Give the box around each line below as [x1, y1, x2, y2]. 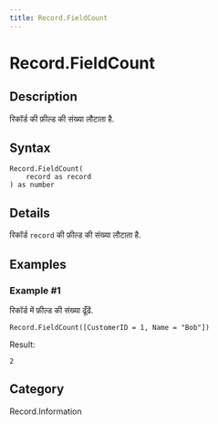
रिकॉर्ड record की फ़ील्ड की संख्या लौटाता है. [9, 229, 141, 240]
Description [9, 89, 78, 105]
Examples [9, 257, 67, 272]
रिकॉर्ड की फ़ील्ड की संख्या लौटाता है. [9, 113, 115, 124]
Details [9, 205, 50, 220]
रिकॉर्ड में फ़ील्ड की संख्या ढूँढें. [9, 304, 94, 315]
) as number [9, 180, 55, 190]
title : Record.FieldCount [9, 13, 108, 23]
